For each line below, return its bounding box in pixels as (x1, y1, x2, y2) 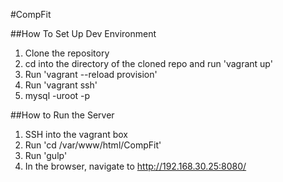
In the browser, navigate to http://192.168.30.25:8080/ (24, 160, 247, 172)
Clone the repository (24, 47, 110, 59)
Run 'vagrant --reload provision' (24, 69, 158, 80)
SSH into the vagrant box (24, 129, 128, 140)
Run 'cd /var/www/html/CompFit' (24, 139, 162, 151)
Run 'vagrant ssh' (24, 79, 98, 91)
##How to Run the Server (10, 109, 115, 121)
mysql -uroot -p (24, 90, 91, 101)
